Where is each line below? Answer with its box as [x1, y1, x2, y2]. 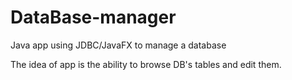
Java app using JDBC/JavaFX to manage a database [10, 39, 227, 51]
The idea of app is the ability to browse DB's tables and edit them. [10, 58, 282, 70]
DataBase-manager [10, 6, 177, 29]
